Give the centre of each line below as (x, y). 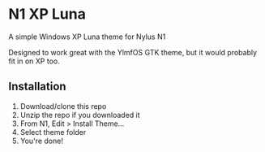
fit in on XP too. (34, 61)
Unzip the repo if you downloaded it (80, 115)
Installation (37, 87)
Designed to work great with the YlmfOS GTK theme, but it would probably (133, 52)
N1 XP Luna (47, 14)
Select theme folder (53, 132)
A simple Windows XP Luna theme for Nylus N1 (87, 37)
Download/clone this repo (63, 106)
